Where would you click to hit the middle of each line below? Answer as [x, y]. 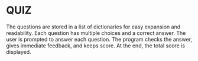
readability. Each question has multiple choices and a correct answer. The [96, 33]
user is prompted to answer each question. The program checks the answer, [99, 39]
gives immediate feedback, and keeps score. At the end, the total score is [95, 46]
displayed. [19, 52]
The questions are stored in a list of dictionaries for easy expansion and [93, 27]
